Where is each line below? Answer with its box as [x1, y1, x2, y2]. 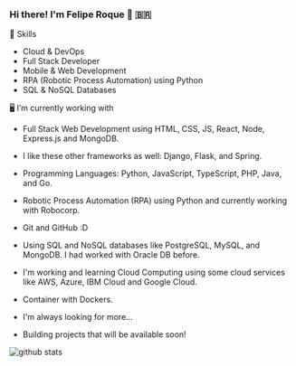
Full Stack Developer [22, 56, 100, 67]
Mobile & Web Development [22, 65, 127, 76]
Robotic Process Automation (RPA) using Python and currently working [22, 195, 288, 206]
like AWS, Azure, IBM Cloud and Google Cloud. [22, 277, 197, 287]
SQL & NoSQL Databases [22, 85, 117, 96]
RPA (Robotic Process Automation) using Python [22, 75, 204, 86]
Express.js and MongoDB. [22, 133, 119, 144]
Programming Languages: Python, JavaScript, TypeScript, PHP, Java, [22, 168, 282, 179]
